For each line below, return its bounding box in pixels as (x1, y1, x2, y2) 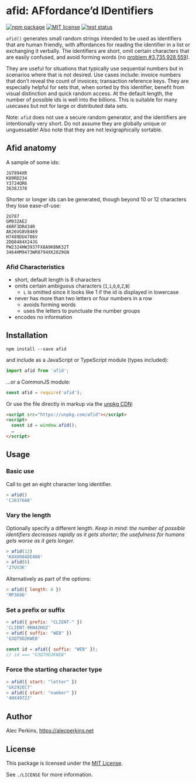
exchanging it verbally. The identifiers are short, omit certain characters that (6, 47, 190, 54)
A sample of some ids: (6, 158, 60, 165)
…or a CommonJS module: (6, 378, 71, 385)
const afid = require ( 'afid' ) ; (6, 389, 82, 395)
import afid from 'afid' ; (6, 368, 69, 374)
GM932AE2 (6, 218, 27, 224)
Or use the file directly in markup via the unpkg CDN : (6, 400, 133, 407)
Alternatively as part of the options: (6, 575, 91, 582)
